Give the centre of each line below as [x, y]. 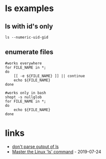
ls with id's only [29, 26]
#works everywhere [23, 63]
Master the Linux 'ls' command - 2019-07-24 [56, 152]
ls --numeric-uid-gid [27, 37]
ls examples [29, 8]
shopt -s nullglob [23, 97]
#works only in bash [26, 93]
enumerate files [29, 52]
